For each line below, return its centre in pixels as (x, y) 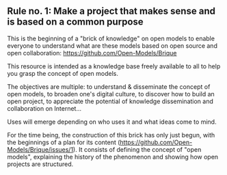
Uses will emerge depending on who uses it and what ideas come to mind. (112, 122)
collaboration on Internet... (44, 108)
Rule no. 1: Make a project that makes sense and (111, 11)
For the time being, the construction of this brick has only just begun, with (111, 135)
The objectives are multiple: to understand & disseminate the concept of (109, 86)
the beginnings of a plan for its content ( (64, 142)
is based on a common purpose (75, 22)
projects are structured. (40, 164)
